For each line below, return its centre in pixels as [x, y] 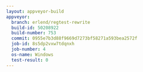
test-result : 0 [30, 60]
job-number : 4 [28, 49]
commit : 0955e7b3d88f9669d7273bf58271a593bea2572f [74, 38]
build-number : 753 [34, 33]
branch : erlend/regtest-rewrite [51, 22]
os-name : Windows [33, 55]
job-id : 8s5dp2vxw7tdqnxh [43, 44]
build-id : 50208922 [35, 28]
